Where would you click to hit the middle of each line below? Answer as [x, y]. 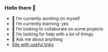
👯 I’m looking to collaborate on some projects [57, 29]
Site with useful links [33, 45]
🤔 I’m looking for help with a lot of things [53, 34]
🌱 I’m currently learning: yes [40, 24]
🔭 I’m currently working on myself [46, 19]
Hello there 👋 [20, 8]
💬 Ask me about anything [37, 39]
